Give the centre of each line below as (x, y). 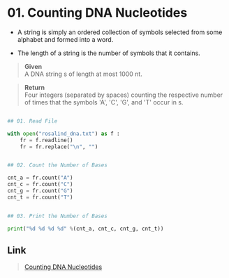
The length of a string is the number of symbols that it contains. (109, 53)
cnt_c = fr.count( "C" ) (40, 185)
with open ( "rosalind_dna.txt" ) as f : (64, 134)
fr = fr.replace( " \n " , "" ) (59, 147)
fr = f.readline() (46, 140)
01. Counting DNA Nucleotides (97, 13)
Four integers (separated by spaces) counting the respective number (124, 95)
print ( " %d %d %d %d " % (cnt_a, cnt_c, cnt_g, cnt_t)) (86, 229)
